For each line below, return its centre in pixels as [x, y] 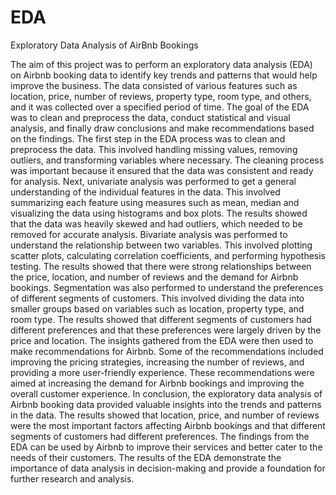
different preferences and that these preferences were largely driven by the [166, 330]
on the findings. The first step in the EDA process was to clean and [148, 138]
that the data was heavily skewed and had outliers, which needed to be [156, 223]
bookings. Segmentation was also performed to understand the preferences [167, 287]
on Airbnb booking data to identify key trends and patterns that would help [164, 75]
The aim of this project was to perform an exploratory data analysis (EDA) [161, 64]
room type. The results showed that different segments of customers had [161, 319]
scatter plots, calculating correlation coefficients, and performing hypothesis [168, 255]
